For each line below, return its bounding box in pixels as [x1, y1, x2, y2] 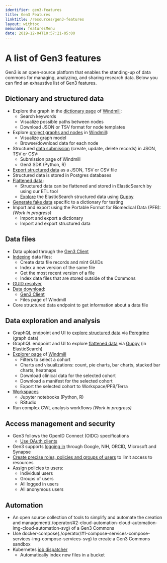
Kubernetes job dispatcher [12, 546, 68, 552]
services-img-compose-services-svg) [12, 536, 92, 542]
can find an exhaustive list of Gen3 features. [5, 80, 97, 86]
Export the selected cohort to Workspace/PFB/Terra [20, 384, 128, 390]
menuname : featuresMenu [5, 26, 55, 31]
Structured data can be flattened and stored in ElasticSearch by [20, 182, 152, 189]
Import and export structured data [20, 220, 91, 226]
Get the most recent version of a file [20, 270, 95, 276]
